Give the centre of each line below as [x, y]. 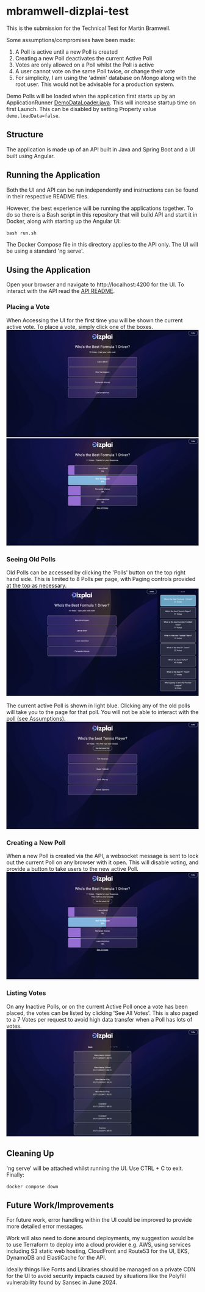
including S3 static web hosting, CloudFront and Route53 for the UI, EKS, [98, 1251]
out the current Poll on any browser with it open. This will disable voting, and [103, 862]
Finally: [15, 1175]
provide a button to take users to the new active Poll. [73, 869]
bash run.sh [21, 233]
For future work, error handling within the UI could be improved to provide [99, 1220]
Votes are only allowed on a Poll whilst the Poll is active [85, 65]
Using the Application [49, 270]
